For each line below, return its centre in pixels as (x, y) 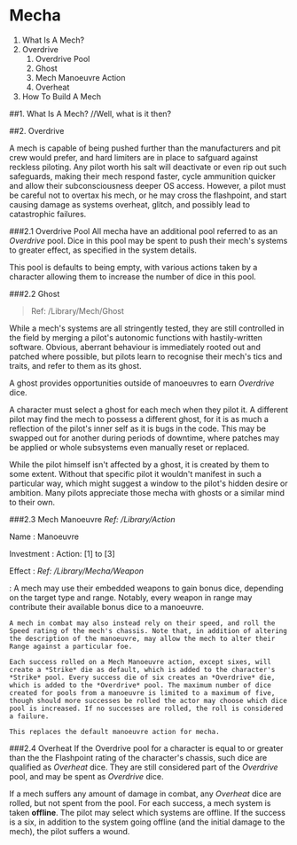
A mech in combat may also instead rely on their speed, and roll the (142, 623)
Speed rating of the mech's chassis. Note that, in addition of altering (148, 630)
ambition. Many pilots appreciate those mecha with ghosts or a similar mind (147, 492)
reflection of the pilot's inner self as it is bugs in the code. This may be (137, 428)
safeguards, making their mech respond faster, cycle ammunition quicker (143, 176)
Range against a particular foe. (71, 646)
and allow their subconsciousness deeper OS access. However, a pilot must (148, 185)
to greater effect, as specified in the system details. (103, 250)
